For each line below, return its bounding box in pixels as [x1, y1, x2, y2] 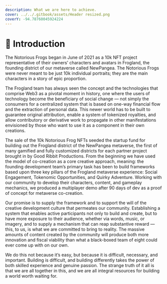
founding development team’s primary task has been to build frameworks [5, 164, 155, 170]
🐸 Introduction [5, 38, 66, 49]
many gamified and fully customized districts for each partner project [5, 148, 148, 154]
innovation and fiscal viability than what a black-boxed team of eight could [5, 237, 158, 243]
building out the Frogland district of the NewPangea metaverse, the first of [5, 142, 158, 148]
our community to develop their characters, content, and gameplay [5, 180, 142, 186]
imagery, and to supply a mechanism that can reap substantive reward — [5, 221, 155, 227]
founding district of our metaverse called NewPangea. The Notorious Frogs [5, 65, 159, 71]
